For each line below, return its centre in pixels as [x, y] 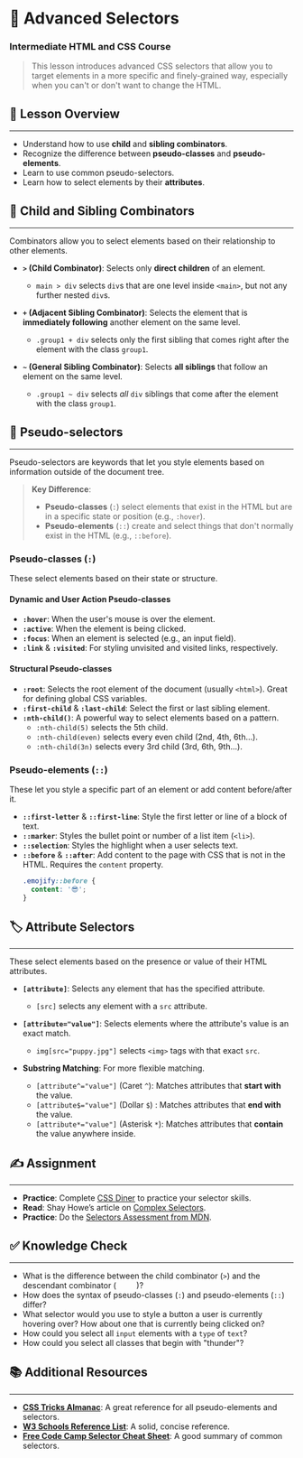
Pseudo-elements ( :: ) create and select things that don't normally [169, 525]
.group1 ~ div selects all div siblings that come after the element [157, 394]
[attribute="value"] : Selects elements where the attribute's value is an [156, 1024]
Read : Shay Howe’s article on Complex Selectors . [114, 1208]
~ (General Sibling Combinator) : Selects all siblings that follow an [145, 367]
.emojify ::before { [59, 881]
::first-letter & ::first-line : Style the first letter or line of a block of [155, 816]
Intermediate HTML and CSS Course [90, 47]
